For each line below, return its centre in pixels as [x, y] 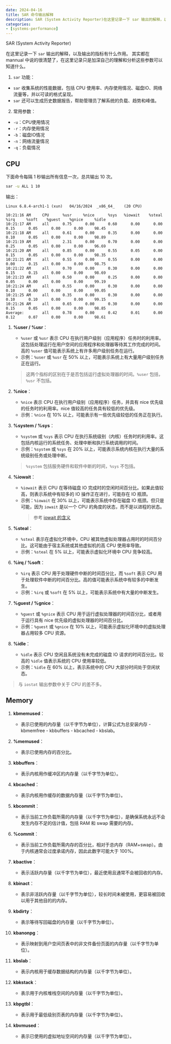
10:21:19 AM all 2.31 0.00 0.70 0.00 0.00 [84, 241]
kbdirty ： [23, 911]
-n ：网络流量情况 [31, 141]
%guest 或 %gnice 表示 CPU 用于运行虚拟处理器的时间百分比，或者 [89, 614]
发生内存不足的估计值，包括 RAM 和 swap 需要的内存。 [78, 823]
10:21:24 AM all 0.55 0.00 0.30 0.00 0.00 [84, 286]
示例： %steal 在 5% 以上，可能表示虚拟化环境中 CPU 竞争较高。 [88, 551]
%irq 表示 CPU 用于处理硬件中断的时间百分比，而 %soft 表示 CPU [89, 573]
